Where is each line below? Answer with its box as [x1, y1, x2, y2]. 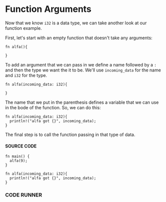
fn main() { [5, 154, 30, 159]
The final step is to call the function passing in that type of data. [5, 132, 135, 137]
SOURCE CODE [5, 143, 37, 149]
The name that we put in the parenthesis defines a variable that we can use [5, 99, 159, 105]
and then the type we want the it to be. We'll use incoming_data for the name [5, 67, 161, 73]
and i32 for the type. [5, 72, 47, 78]
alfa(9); [9, 158, 28, 163]
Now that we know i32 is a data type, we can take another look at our [5, 20, 147, 26]
